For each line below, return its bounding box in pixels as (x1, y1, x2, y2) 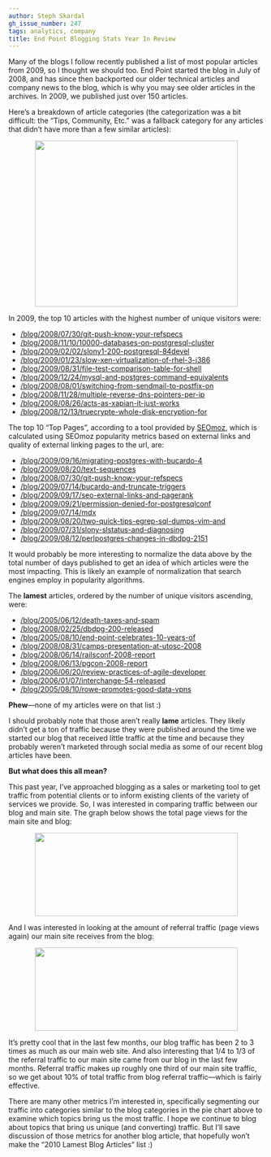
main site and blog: (8, 816, 72, 826)
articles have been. (8, 750, 73, 760)
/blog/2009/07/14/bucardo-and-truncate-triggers (19, 481, 187, 492)
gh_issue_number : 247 (8, 20, 82, 28)
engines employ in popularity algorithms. (8, 575, 145, 585)
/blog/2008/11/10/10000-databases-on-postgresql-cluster (19, 338, 215, 348)
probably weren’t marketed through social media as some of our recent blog (8, 742, 264, 752)
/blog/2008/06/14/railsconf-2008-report (19, 650, 156, 659)
